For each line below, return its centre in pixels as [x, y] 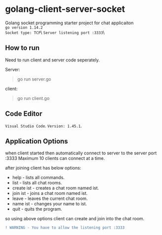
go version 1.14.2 [24, 27]
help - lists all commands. [39, 178]
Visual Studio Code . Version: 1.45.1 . [44, 126]
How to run [22, 48]
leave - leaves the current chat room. [50, 198]
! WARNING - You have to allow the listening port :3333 [65, 228]
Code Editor [24, 114]
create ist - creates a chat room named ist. [56, 188]
